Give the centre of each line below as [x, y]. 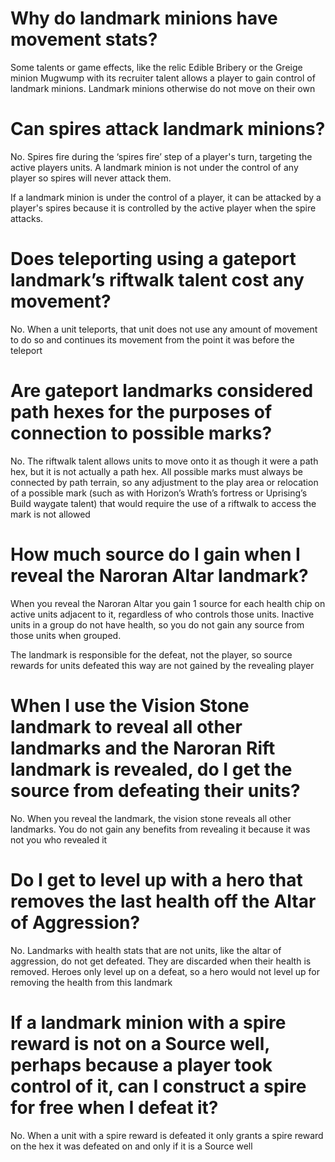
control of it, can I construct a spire [158, 1086]
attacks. [27, 218]
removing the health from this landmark [91, 982]
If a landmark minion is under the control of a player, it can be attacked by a [166, 197]
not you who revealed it [59, 839]
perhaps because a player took [141, 1064]
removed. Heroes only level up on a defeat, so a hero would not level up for [165, 971]
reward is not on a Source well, [140, 1043]
